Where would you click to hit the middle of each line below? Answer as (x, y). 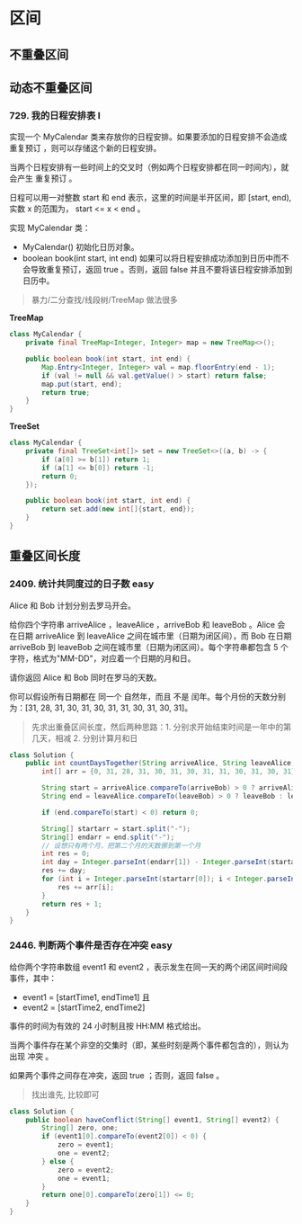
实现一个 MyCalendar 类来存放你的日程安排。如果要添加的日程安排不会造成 (148, 137)
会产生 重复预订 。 (43, 179)
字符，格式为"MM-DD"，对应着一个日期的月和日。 (102, 658)
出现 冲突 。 (31, 1056)
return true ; (66, 392)
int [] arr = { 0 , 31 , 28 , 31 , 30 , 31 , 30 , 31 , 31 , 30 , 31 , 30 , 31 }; (170, 772)
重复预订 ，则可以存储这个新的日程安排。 (85, 148)
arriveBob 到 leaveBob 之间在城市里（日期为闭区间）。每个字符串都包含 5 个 (149, 647)
